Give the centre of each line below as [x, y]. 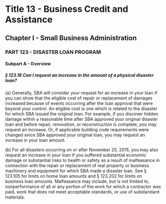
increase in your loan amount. [35, 140]
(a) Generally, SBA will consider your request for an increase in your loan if [81, 93]
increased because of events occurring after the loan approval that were [79, 103]
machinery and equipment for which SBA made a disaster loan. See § [76, 171]
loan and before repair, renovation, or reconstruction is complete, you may [81, 124]
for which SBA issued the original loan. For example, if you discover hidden [82, 114]
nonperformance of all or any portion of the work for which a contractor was [83, 187]
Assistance [29, 20]
